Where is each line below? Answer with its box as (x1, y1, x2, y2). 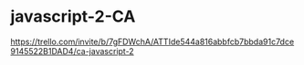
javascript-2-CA (10, 6, 136, 27)
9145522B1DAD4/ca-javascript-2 (10, 45, 135, 56)
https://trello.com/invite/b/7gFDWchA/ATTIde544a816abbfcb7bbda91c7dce (10, 36, 295, 47)
